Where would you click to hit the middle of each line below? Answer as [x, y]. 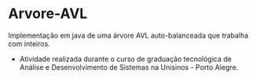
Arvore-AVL [48, 14]
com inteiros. [29, 43]
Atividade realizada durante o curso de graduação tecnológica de [125, 59]
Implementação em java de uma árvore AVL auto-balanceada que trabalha [128, 35]
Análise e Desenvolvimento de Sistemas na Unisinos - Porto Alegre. [129, 67]
